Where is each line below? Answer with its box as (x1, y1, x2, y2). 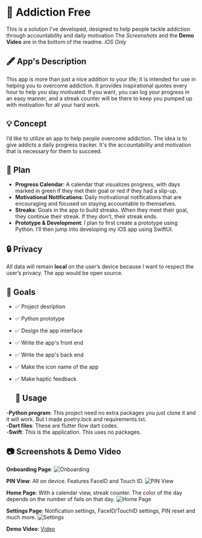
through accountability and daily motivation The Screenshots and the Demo (6, 31, 194, 39)
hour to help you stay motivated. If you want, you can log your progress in (6, 88, 190, 95)
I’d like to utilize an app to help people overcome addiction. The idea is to (6, 134, 188, 142)
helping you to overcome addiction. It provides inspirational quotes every (6, 81, 188, 89)
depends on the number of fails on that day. (6, 495, 115, 502)
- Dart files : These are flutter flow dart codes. (6, 422, 119, 429)
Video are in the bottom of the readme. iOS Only (6, 38, 127, 45)
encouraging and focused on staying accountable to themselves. (14, 200, 177, 207)
